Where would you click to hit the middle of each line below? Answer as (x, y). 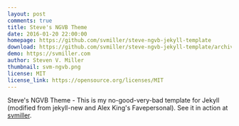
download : (22, 47)
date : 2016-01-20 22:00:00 (47, 34)
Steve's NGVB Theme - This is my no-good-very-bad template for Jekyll (113, 100)
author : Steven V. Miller (46, 61)
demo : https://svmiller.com (49, 54)
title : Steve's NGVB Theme (47, 27)
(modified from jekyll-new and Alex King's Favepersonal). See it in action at (118, 108)
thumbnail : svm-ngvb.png (44, 67)
